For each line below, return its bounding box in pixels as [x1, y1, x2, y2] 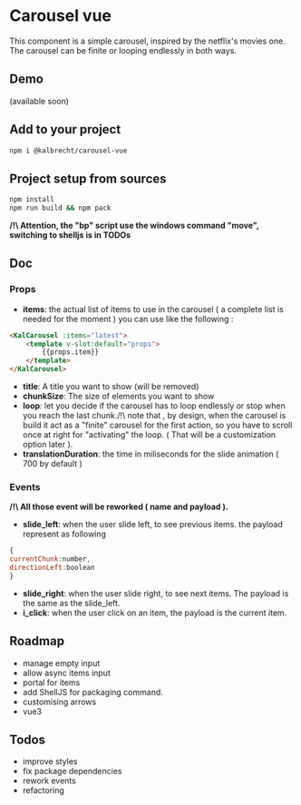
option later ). [22, 439, 73, 450]
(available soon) [9, 95, 70, 106]
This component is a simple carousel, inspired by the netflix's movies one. [9, 35, 286, 46]
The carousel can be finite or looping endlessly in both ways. [9, 44, 238, 55]
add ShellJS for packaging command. [22, 686, 163, 697]
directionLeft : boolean [9, 564, 95, 573]
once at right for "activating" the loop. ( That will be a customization [22, 429, 277, 440]
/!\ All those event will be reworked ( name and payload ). [9, 501, 228, 513]
